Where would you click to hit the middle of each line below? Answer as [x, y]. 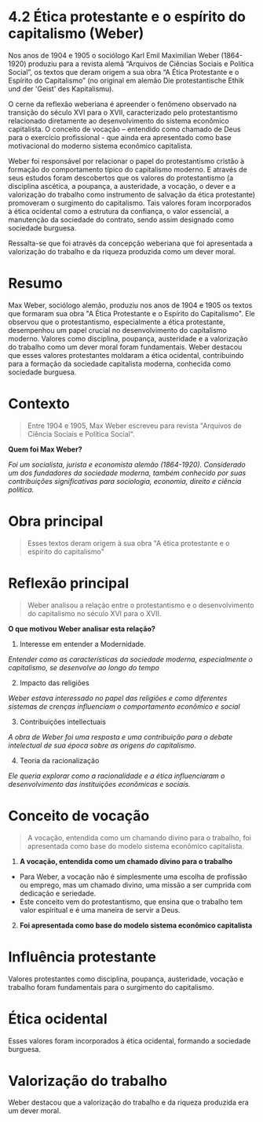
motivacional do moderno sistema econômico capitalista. [100, 146]
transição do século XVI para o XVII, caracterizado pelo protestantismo [123, 112]
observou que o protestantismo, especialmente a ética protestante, [117, 322]
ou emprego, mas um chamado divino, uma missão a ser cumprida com [135, 884]
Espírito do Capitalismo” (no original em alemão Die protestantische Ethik [126, 80]
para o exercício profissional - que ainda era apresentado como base [120, 137]
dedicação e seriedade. [58, 893]
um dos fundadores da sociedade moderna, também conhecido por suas [127, 473]
